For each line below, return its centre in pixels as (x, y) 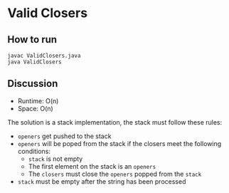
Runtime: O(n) (38, 100)
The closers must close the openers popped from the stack (115, 174)
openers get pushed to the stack (64, 136)
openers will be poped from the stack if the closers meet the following (119, 143)
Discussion (33, 84)
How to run (32, 40)
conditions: (34, 151)
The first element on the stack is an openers (92, 166)
